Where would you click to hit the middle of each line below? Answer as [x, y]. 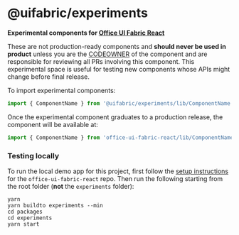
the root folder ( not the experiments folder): [71, 186]
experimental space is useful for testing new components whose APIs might [119, 69]
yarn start [23, 224]
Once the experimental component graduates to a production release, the [115, 117]
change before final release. [49, 77]
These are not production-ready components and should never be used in [117, 46]
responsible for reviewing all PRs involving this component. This [101, 61]
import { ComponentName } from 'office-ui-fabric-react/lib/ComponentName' [122, 137]
